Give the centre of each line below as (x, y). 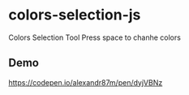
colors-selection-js (75, 15)
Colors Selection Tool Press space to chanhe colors (94, 37)
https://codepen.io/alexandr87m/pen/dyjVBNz (86, 82)
